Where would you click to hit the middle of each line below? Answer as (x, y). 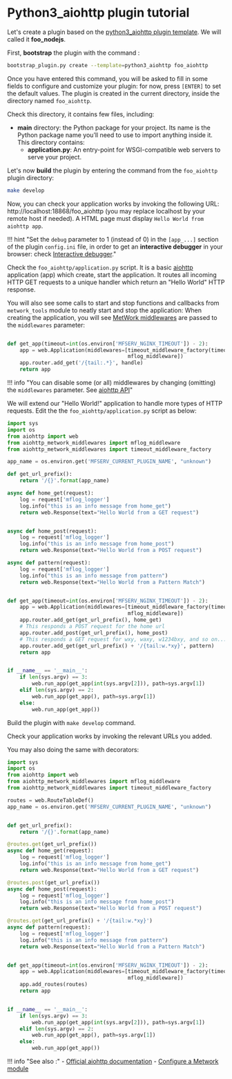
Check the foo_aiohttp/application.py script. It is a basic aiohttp (100, 267)
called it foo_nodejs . (37, 39)
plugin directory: (30, 177)
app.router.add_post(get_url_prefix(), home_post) (94, 633)
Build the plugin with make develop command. (71, 722)
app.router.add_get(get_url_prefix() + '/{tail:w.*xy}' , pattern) (117, 645)
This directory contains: (51, 142)
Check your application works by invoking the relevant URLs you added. (110, 736)
